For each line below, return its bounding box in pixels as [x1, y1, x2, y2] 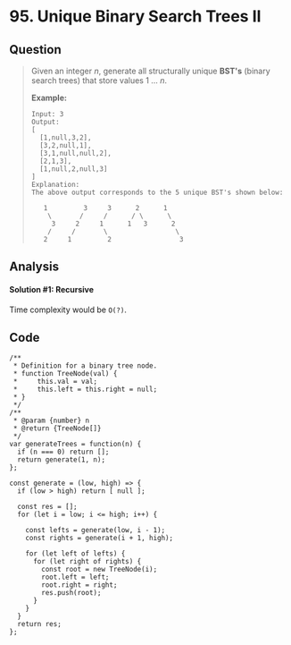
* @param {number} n [12, 416, 90, 426]
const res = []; [17, 503, 78, 512]
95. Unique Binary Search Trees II [9, 6, 262, 27]
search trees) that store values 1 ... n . [30, 75, 168, 86]
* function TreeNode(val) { [12, 369, 118, 378]
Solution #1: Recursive [9, 284, 95, 294]
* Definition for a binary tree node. [12, 361, 158, 370]
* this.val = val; [12, 378, 98, 386]
